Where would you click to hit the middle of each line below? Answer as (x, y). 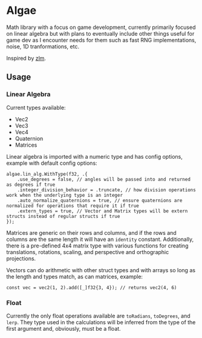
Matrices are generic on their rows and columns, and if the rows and (91, 232)
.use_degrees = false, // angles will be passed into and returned (104, 179)
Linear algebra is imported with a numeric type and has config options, (94, 156)
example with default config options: (52, 163)
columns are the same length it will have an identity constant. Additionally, (100, 239)
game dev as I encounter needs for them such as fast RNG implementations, (101, 40)
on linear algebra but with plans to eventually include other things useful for (100, 33)
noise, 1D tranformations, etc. (43, 46)
